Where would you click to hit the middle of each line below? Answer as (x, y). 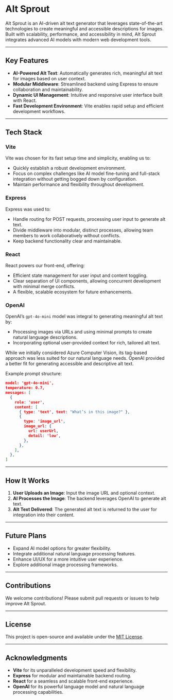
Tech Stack (24, 133)
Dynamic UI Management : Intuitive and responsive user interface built (88, 95)
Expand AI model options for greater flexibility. (62, 548)
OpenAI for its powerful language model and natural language (79, 687)
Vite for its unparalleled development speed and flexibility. (75, 670)
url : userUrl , (43, 431)
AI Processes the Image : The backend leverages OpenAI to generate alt (89, 498)
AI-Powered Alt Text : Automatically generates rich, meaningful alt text (88, 73)
